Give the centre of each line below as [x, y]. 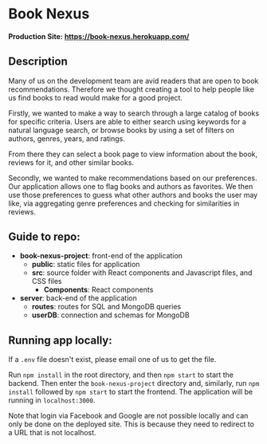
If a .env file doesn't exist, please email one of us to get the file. [112, 360]
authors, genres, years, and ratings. [67, 138]
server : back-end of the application [78, 298]
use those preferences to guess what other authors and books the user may [133, 194]
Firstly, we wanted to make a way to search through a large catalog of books [134, 113]
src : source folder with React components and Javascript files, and [142, 273]
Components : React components [98, 290]
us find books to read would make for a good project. [96, 97]
